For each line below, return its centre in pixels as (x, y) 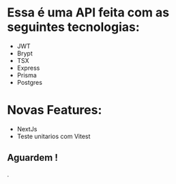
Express (28, 68)
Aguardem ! (32, 158)
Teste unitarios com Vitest (54, 136)
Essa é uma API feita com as (88, 13)
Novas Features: (55, 110)
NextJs (27, 129)
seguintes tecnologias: (73, 27)
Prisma (27, 75)
